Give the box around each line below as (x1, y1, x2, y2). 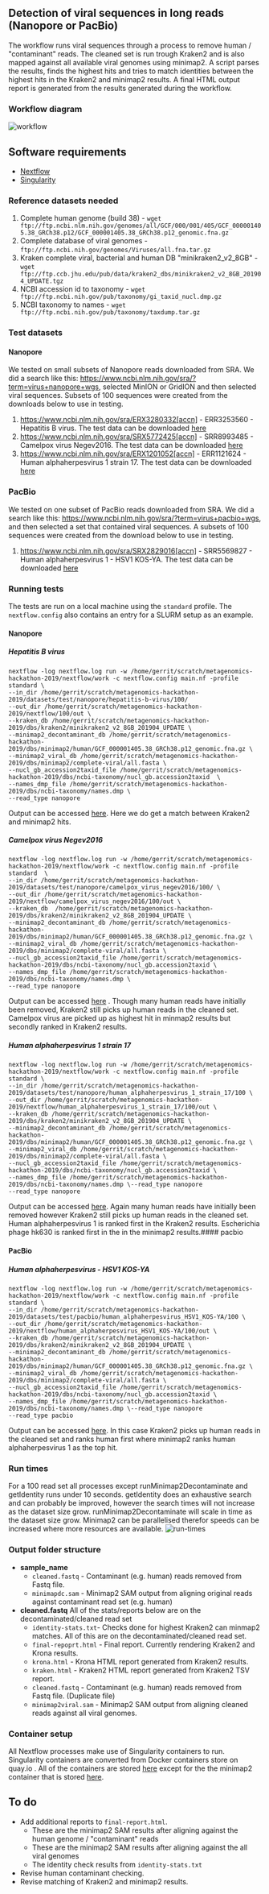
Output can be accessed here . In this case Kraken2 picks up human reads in (8, 1426, 261, 1435)
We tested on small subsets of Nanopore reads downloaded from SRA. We (8, 365, 255, 375)
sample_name (19, 1562, 68, 1572)
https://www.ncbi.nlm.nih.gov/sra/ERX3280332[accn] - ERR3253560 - (19, 415, 254, 425)
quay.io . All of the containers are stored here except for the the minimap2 (8, 1763, 253, 1773)
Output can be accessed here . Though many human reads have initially (8, 997, 247, 1006)
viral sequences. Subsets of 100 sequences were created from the (8, 391, 229, 400)
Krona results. (31, 1647, 79, 1658)
